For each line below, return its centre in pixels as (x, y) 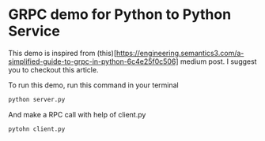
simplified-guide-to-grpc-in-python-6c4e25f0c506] (94, 61)
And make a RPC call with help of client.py (77, 114)
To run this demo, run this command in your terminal (94, 85)
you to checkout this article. (53, 69)
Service (34, 31)
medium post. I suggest (218, 61)
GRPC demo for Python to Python (120, 15)
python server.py (37, 99)
